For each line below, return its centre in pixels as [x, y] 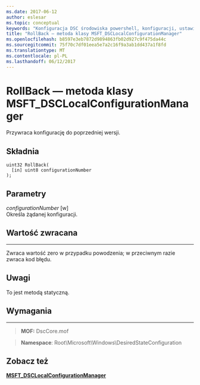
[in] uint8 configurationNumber [52, 170]
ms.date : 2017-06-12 [32, 12]
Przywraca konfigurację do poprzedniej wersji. [63, 133]
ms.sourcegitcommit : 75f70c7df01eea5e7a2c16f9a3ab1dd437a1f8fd [86, 45]
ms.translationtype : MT [36, 51]
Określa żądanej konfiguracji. [42, 214]
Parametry [26, 194]
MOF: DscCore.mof [45, 331]
